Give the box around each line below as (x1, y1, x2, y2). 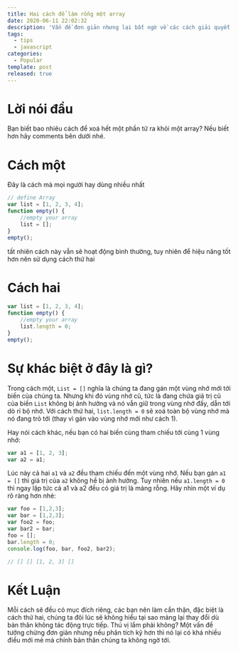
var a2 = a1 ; (7, 456, 46, 463)
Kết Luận (7, 582, 61, 598)
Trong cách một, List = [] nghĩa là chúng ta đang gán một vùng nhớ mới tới (7, 384, 231, 392)
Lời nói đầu (7, 101, 73, 117)
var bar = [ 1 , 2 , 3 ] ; (7, 512, 65, 519)
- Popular (13, 57, 43, 64)
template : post (7, 63, 53, 71)
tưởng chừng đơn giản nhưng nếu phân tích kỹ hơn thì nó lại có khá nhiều (7, 628, 222, 637)
